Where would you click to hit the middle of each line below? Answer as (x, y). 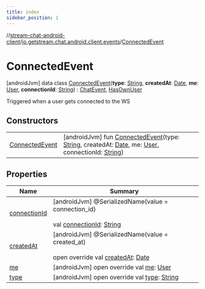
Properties (27, 174)
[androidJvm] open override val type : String (116, 277)
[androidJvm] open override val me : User (112, 268)
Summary (124, 191)
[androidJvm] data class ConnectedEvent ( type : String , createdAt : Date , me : (103, 83)
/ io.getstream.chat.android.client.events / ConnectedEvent (92, 42)
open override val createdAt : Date (101, 257)
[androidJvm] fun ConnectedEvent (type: (121, 137)
